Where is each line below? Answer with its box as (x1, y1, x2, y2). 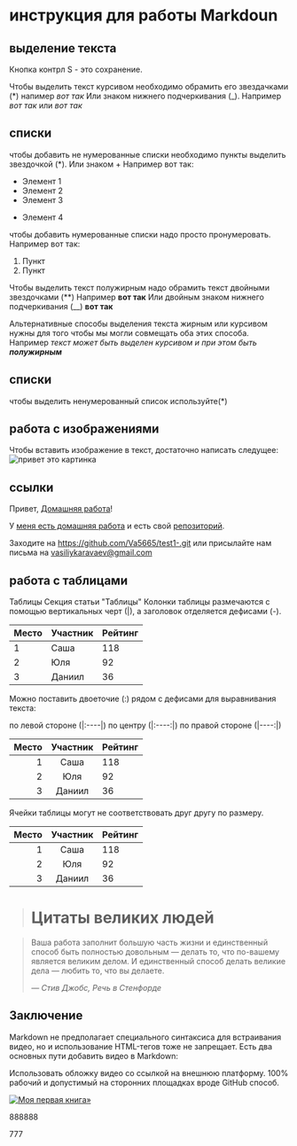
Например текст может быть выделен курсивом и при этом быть (9, 337, 257, 347)
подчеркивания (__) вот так (9, 300, 113, 311)
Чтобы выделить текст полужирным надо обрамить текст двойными (9, 282, 270, 292)
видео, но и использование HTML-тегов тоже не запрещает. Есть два (9, 1041, 273, 1051)
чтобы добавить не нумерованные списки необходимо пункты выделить (9, 149, 286, 160)
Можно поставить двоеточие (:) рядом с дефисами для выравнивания (9, 693, 277, 705)
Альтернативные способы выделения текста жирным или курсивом (9, 318, 269, 329)
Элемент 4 (21, 212, 64, 222)
